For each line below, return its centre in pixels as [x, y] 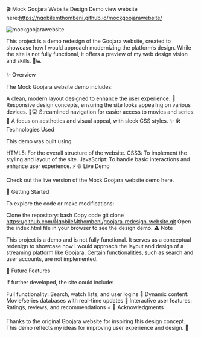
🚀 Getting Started [28, 192]
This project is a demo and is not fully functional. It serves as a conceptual [99, 240]
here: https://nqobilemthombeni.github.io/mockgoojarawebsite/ [84, 18]
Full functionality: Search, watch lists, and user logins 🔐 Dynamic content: [97, 294]
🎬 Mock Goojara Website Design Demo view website [72, 9]
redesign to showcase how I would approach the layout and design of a [95, 246]
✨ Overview [21, 75]
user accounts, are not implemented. [52, 259]
